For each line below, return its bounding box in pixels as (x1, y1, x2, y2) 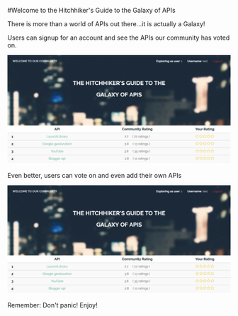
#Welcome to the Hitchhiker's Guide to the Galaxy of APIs (7, 6, 176, 14)
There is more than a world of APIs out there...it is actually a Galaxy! (7, 20, 205, 28)
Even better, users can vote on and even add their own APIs (7, 171, 182, 179)
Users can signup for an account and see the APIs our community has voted (7, 33, 230, 42)
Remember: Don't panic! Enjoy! (7, 301, 98, 310)
